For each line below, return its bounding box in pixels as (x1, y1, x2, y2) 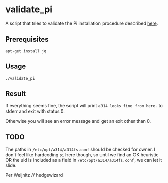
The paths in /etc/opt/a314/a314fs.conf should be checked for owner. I (5, 146, 156, 153)
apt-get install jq (5, 48, 47, 54)
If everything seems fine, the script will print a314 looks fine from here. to (5, 103, 163, 109)
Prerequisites (5, 35, 49, 44)
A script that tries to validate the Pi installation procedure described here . (5, 20, 158, 26)
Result (5, 89, 26, 98)
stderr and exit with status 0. (5, 108, 65, 115)
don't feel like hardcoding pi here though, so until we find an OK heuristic (5, 152, 159, 158)
